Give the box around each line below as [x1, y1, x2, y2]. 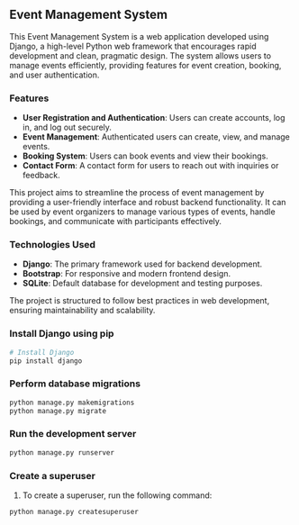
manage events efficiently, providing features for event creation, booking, [9, 59, 282, 70]
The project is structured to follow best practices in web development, [9, 295, 270, 306]
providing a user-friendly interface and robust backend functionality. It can [9, 197, 286, 208]
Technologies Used [9, 239, 96, 251]
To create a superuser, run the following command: [22, 490, 213, 501]
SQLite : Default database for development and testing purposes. [22, 278, 263, 289]
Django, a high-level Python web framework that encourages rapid [9, 41, 257, 51]
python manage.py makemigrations [9, 398, 135, 407]
